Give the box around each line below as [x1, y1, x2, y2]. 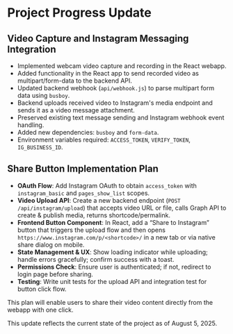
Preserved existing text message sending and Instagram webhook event [17, 113, 225, 122]
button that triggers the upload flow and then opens [17, 226, 166, 234]
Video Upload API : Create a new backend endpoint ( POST [17, 196, 181, 204]
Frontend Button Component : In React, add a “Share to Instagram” [17, 218, 210, 226]
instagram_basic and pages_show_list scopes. [17, 189, 150, 197]
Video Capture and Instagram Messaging [7, 33, 189, 44]
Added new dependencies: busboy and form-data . [17, 128, 159, 136]
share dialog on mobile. [17, 240, 85, 249]
